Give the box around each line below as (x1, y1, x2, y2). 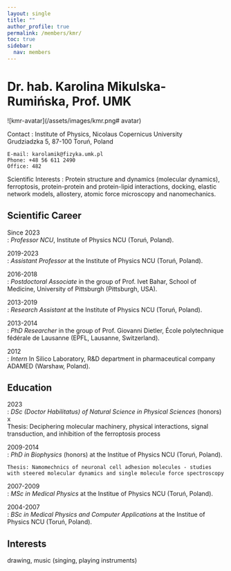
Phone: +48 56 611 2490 (7, 157, 76, 164)
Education (7, 382, 53, 394)
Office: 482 (7, 162, 41, 170)
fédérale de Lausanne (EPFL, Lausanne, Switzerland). (7, 334, 160, 342)
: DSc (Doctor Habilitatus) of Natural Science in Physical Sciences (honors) (7, 407, 222, 416)
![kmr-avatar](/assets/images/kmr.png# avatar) (7, 116, 142, 125)
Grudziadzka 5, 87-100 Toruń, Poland (7, 137, 114, 146)
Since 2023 (7, 228, 40, 237)
